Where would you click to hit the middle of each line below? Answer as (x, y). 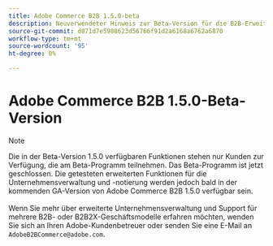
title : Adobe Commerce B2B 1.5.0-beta (74, 16)
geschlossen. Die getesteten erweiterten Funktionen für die (108, 173)
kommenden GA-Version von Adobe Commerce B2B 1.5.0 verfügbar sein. (131, 191)
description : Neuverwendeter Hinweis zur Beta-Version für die (118, 24)
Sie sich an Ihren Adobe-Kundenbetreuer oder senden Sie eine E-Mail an (130, 225)
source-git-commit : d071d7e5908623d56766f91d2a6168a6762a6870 (116, 31)
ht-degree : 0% (32, 54)
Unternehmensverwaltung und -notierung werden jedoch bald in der (123, 182)
